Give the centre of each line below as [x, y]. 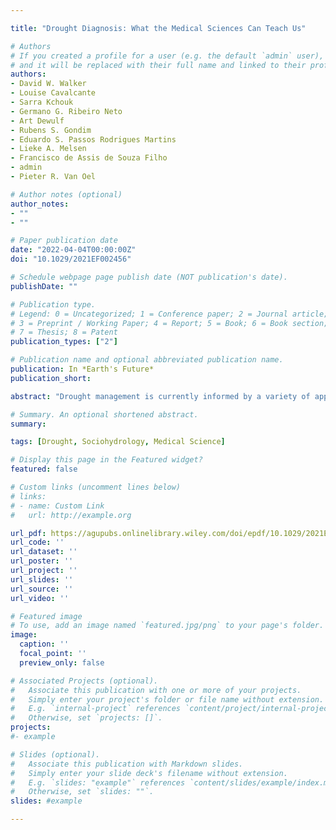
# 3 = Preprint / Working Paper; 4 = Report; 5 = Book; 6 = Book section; [169, 323]
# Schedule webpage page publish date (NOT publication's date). [149, 277]
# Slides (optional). [55, 754]
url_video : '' [40, 598]
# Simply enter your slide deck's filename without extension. [149, 773]
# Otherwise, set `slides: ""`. [82, 792]
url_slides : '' [42, 579]
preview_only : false [62, 662]
